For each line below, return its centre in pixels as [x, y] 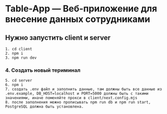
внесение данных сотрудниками [78, 19]
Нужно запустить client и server [58, 38]
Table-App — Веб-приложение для [81, 9]
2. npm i [14, 53]
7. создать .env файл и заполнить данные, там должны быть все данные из [84, 89]
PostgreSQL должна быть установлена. [44, 107]
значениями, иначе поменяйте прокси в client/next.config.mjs [71, 98]
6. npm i [14, 85]
